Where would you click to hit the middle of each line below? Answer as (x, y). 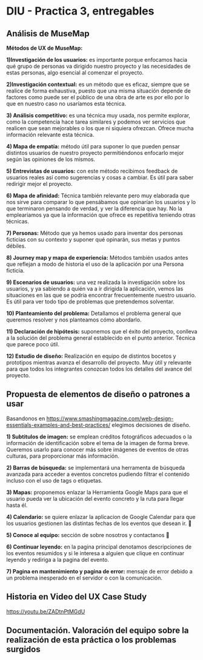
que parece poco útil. (33, 344)
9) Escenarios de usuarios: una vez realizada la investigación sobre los (96, 282)
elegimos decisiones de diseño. (151, 424)
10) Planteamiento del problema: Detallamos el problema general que (94, 313)
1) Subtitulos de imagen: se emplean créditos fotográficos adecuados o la (99, 437)
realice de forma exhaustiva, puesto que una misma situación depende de (98, 91)
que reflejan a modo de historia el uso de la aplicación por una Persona (95, 264)
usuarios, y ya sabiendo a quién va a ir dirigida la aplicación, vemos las (95, 289)
